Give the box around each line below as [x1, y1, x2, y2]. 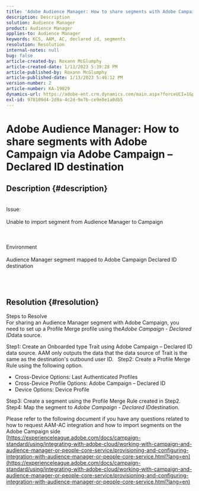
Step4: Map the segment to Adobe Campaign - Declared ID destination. [6, 404, 179, 411]
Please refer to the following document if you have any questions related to [6, 415, 190, 422]
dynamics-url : [6, 91, 41, 97]
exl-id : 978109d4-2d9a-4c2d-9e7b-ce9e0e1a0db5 [6, 97, 123, 102]
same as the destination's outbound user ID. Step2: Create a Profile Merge [6, 356, 191, 363]
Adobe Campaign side [6, 428, 60, 435]
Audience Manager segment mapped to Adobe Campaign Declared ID [6, 256, 177, 263]
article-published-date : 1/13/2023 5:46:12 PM [6, 75, 123, 81]
